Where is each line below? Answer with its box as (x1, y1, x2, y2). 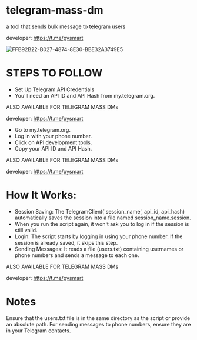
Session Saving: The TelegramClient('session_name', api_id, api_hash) (14, 208, 185, 215)
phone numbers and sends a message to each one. (14, 251, 139, 259)
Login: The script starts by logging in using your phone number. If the (14, 233, 183, 240)
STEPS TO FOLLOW (6, 66, 103, 80)
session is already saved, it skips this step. (14, 239, 118, 246)
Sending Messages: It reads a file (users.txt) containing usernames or (14, 245, 184, 252)
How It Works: (6, 189, 77, 202)
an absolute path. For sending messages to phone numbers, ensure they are (6, 321, 191, 328)
